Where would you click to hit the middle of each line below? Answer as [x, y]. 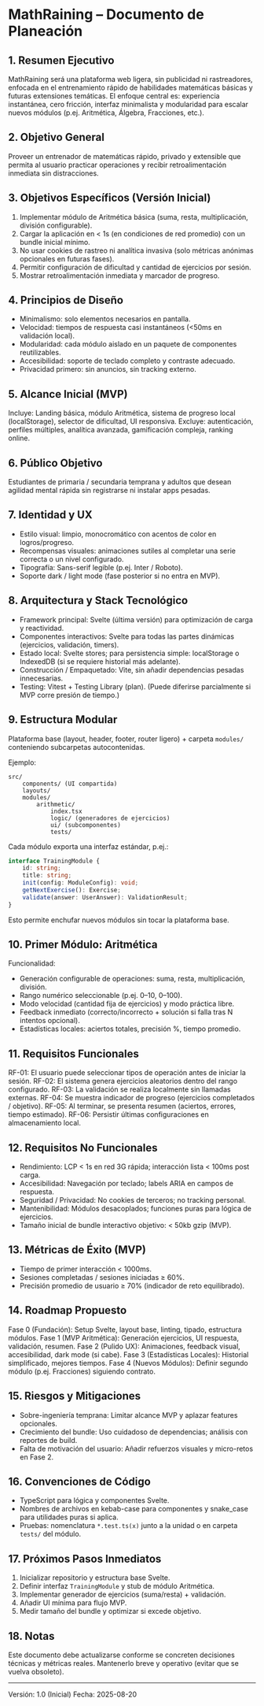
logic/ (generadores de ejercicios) [110, 818]
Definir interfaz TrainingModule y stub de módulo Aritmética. [117, 1586]
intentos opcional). [49, 1021]
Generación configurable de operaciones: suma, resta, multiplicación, [132, 979]
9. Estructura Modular [63, 719]
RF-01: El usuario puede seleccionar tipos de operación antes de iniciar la [127, 1073]
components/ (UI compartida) [70, 784]
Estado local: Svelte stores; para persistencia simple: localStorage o [129, 653]
